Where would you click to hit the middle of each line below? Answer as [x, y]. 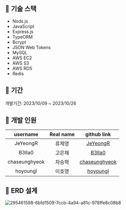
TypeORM [22, 37]
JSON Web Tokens [31, 47]
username [26, 134]
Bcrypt [19, 42]
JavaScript [23, 26]
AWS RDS [22, 68]
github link [98, 134]
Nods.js [20, 21]
